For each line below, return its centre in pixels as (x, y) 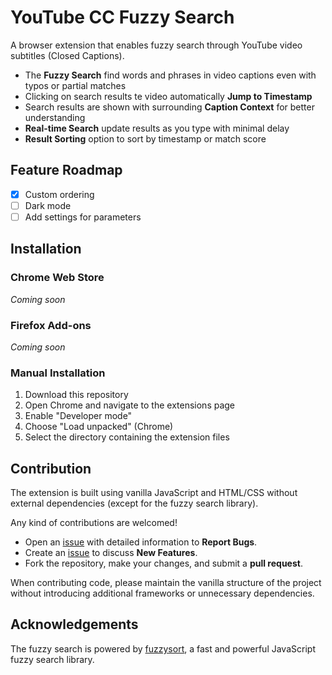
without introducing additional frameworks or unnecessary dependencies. (162, 593)
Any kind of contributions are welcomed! (94, 523)
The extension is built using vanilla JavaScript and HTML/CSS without (154, 493)
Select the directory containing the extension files (127, 437)
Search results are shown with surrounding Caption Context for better (169, 107)
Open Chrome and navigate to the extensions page (130, 405)
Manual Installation (58, 373)
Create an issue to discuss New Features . (111, 553)
